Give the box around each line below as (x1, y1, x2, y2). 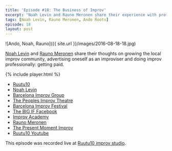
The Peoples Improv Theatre (12, 98, 73, 104)
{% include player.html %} (5, 71, 60, 77)
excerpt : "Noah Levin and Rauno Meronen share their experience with (5, 12, 157, 17)
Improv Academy (12, 114, 49, 120)
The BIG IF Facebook (12, 109, 57, 115)
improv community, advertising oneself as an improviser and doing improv (5, 56, 162, 62)
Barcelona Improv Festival (12, 103, 68, 109)
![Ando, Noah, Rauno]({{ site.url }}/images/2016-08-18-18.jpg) (5, 40, 136, 47)
